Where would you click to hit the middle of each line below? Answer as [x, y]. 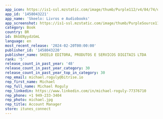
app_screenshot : [21, 23]
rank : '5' [15, 59]
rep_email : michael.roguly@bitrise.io [44, 77]
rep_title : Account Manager [33, 104]
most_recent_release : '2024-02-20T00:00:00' [51, 46]
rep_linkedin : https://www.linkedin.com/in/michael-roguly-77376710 [76, 91]
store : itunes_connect [28, 109]
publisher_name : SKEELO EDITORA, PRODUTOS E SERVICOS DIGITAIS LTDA [76, 55]
